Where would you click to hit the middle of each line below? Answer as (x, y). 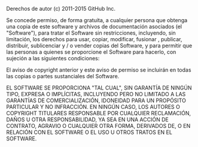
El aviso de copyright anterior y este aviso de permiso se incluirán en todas (99, 70)
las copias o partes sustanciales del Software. (63, 76)
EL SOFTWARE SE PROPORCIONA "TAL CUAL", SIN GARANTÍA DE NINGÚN (99, 88)
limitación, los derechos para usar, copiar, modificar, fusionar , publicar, (94, 39)
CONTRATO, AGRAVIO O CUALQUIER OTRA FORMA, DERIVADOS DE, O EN (98, 126)
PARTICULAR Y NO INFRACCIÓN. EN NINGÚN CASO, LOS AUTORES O (93, 107)
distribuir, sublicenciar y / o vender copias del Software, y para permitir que (99, 45)
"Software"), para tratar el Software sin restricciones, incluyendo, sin (91, 33)
